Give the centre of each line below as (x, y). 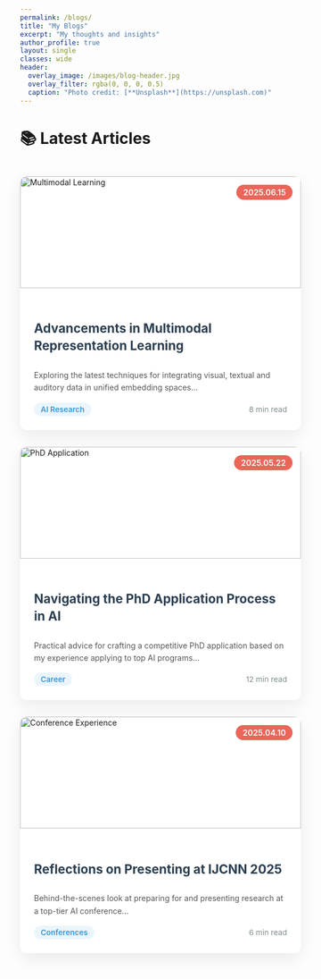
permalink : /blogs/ (56, 17)
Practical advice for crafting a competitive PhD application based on (159, 646)
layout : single (48, 51)
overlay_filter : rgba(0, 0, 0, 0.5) (96, 84)
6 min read (267, 932)
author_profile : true (60, 42)
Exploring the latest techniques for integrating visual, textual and (152, 375)
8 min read (267, 409)
